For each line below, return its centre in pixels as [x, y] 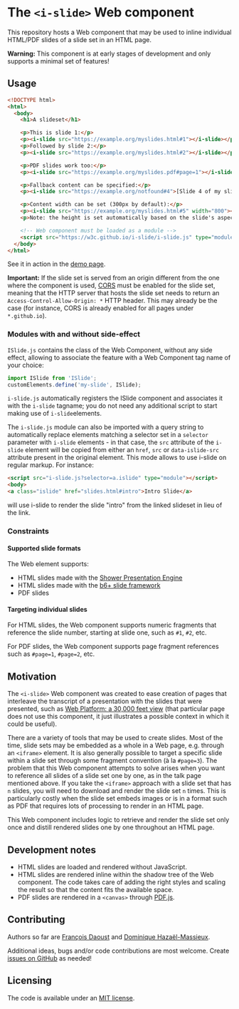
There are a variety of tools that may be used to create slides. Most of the [115, 738]
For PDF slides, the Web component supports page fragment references [113, 647]
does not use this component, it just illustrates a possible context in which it [118, 717]
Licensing [30, 981]
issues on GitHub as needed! [50, 958]
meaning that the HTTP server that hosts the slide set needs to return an [113, 293]
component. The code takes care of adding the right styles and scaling [122, 882]
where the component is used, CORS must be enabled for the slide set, [111, 285]
